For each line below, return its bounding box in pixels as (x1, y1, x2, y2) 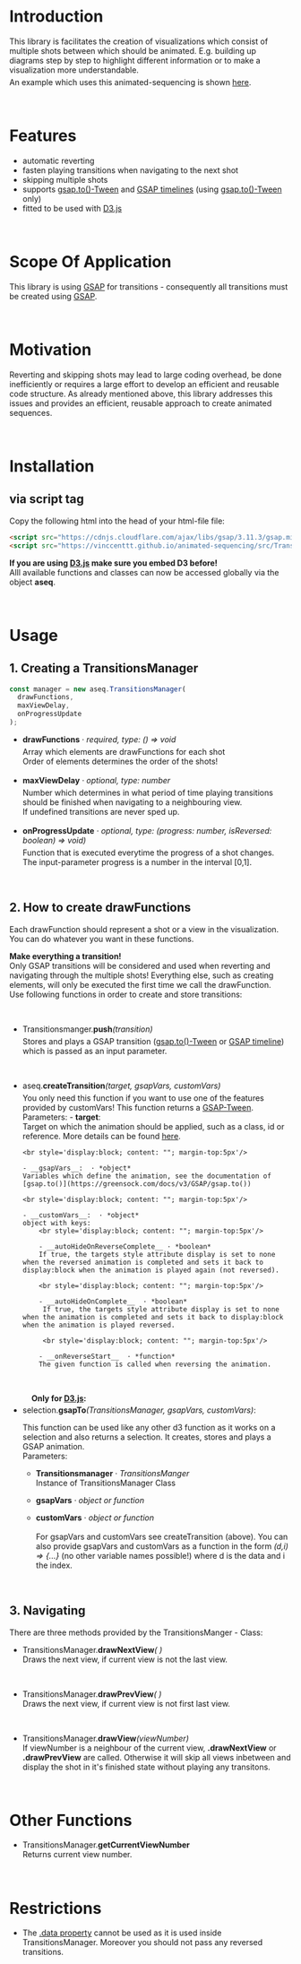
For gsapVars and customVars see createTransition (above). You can (35, 1531, 288, 1542)
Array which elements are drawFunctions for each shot (21, 746, 226, 757)
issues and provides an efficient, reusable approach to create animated (9, 397, 272, 409)
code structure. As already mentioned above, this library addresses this (9, 388, 273, 399)
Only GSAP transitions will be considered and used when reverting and (9, 960, 271, 971)
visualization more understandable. (9, 65, 139, 75)
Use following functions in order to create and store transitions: (9, 989, 243, 999)
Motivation (9, 340, 92, 359)
